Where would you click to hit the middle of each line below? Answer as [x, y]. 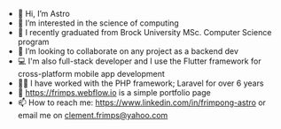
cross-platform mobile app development [91, 74]
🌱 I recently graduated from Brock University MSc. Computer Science [144, 32]
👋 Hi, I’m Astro [44, 14]
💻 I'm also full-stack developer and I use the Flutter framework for [139, 61]
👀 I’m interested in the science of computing [98, 23]
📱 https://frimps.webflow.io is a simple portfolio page [114, 92]
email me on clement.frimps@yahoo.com [93, 115]
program [33, 42]
